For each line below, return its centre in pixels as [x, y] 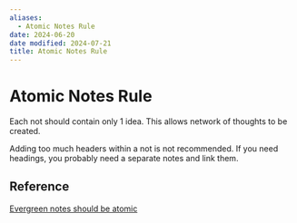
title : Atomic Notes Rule [58, 52]
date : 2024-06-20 [42, 34]
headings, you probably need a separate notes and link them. [124, 159]
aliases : [26, 18]
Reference [40, 187]
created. [25, 131]
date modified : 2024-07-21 [60, 43]
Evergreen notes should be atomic [74, 208]
